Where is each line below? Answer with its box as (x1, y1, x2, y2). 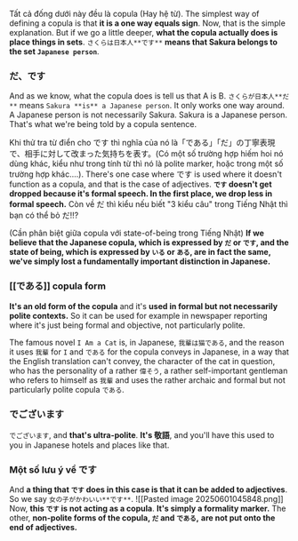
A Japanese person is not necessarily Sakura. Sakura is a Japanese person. (9, 109, 287, 120)
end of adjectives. (9, 522, 77, 533)
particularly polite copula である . (9, 384, 125, 394)
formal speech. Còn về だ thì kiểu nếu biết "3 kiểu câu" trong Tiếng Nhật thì (9, 199, 288, 210)
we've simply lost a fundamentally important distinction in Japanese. (9, 256, 271, 267)
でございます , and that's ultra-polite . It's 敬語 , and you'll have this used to (9, 429, 275, 440)
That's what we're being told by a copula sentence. (9, 119, 197, 130)
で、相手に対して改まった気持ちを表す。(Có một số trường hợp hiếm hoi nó (9, 148, 284, 159)
